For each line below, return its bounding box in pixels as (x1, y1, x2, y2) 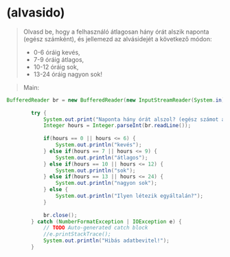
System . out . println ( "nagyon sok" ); (55, 180, 157, 187)
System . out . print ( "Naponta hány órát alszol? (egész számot (43, 115, 219, 123)
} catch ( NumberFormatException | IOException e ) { (31, 218, 183, 225)
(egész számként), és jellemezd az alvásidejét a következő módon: (23, 34, 212, 43)
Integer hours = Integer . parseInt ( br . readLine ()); (43, 122, 192, 129)
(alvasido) (6, 5, 65, 21)
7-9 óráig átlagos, (33, 55, 84, 63)
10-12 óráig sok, (33, 63, 79, 71)
